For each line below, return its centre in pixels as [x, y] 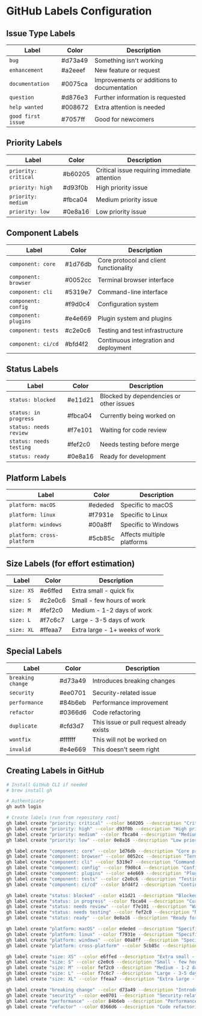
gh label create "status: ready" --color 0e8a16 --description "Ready [96, 918]
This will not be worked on [130, 739]
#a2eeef [73, 70]
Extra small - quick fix [103, 591]
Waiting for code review [133, 430]
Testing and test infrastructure [140, 330]
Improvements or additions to [136, 80]
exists [101, 729]
